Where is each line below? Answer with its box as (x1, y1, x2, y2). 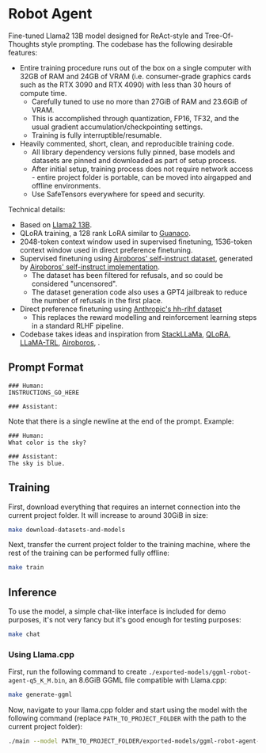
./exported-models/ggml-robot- (148, 668, 252, 677)
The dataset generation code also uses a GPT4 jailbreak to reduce (31, 287, 248, 297)
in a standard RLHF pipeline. (31, 321, 124, 330)
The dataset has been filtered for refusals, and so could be (31, 270, 223, 280)
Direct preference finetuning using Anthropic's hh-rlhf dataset (19, 304, 222, 314)
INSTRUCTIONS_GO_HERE (8, 389, 80, 397)
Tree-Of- (204, 31, 234, 40)
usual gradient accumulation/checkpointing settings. (31, 122, 203, 131)
